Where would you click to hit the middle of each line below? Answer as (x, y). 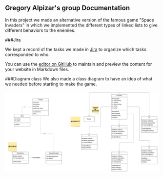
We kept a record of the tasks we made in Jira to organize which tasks (76, 49)
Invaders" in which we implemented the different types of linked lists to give (81, 25)
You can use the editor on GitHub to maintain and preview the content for (79, 64)
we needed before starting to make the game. (51, 84)
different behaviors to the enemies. (40, 30)
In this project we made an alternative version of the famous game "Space (80, 20)
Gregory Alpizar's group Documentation (68, 8)
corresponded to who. (27, 54)
